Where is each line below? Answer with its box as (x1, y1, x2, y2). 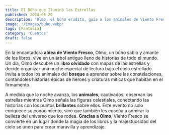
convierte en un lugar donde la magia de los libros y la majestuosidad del (5, 118, 157, 124)
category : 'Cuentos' (5, 31, 49, 36)
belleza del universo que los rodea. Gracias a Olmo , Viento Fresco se (5, 113, 149, 119)
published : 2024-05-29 (5, 12, 53, 17)
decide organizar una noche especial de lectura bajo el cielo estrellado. (5, 65, 153, 71)
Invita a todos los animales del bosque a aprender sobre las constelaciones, (5, 71, 163, 77)
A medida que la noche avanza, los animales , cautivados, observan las (5, 92, 153, 98)
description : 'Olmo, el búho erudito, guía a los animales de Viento (5, 17, 154, 22)
